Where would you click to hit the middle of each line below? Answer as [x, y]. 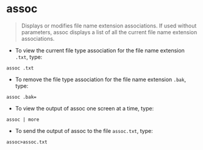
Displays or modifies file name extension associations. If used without [109, 26]
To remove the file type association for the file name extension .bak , [101, 79]
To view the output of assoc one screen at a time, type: [84, 108]
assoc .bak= [21, 97]
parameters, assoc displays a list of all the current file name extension [109, 32]
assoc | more [23, 120]
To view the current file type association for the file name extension [100, 50]
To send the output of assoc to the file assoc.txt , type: [84, 130]
